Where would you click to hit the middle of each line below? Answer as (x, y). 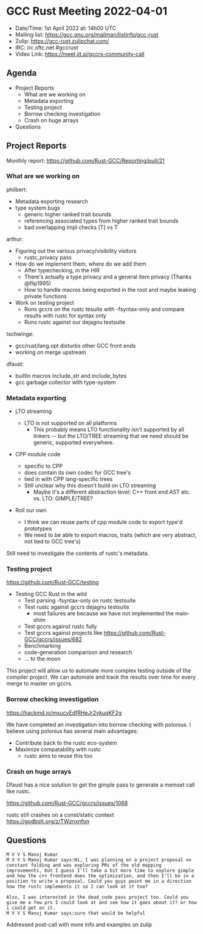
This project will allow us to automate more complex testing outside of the (99, 671)
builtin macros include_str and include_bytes (71, 375)
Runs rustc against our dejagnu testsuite (75, 322)
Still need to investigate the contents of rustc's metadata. (78, 553)
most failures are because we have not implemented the (104, 614)
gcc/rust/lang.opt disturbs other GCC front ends (75, 345)
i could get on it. (31, 908)
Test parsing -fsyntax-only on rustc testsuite (80, 601)
